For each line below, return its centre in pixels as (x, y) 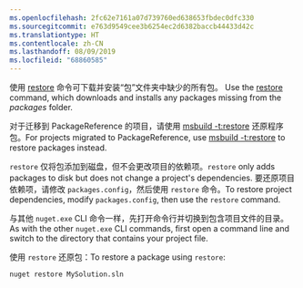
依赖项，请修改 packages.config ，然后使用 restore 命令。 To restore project (151, 189)
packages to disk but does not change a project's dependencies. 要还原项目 (152, 178)
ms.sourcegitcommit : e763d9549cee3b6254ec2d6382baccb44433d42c (132, 26)
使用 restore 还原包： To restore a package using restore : (117, 257)
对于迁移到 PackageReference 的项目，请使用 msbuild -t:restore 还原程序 (146, 126)
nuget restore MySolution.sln (67, 274)
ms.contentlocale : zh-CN (56, 43)
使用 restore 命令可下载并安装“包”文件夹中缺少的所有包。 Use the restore (146, 87)
